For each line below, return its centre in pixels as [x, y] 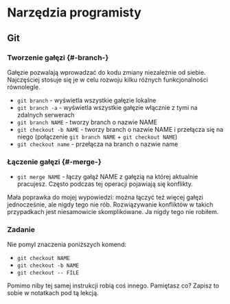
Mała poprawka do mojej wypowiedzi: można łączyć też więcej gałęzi [105, 198]
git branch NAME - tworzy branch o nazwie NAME [87, 122]
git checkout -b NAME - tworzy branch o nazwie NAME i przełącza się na [120, 129]
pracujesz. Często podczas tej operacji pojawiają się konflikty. [105, 184]
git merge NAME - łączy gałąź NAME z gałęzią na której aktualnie [107, 177]
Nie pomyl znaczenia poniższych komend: [67, 244]
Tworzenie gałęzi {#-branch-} [58, 58]
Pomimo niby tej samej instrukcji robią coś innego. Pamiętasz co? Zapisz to [113, 285]
